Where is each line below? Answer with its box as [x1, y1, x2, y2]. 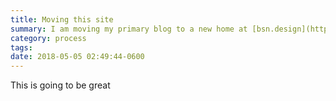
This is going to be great [10, 79, 111, 91]
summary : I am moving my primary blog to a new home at [10, 24, 248, 34]
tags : [10, 42, 33, 53]
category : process [10, 33, 87, 43]
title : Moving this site [10, 14, 114, 25]
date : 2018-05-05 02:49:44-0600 [10, 52, 145, 62]
